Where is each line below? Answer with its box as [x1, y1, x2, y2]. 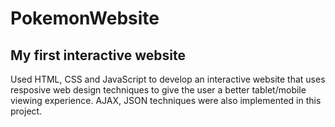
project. [10, 105, 43, 117]
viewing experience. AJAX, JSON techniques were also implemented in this [10, 95, 322, 106]
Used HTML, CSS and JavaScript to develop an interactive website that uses [10, 73, 326, 85]
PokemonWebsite [10, 7, 160, 30]
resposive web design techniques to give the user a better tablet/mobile [10, 84, 307, 96]
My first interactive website [10, 47, 187, 64]
